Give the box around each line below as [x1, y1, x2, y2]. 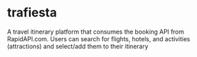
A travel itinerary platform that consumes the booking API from [7, 27, 185, 36]
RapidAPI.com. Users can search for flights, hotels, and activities [7, 34, 191, 43]
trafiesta [7, 5, 57, 21]
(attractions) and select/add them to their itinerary [7, 42, 149, 50]
